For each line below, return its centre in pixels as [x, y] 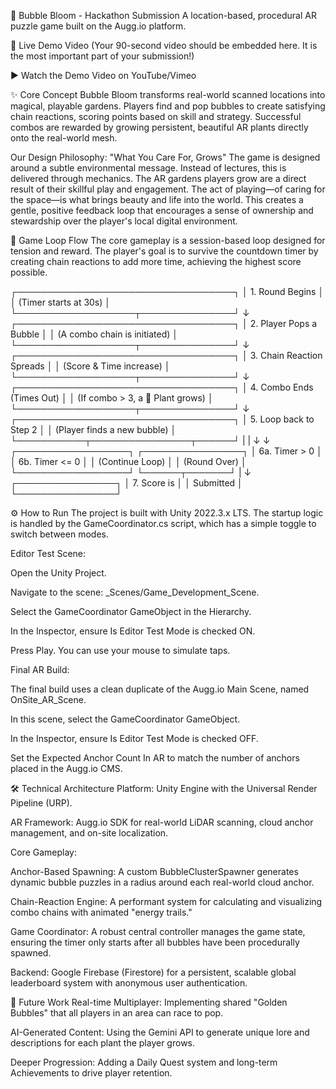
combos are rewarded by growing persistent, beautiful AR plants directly [159, 127]
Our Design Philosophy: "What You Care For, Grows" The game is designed [165, 157]
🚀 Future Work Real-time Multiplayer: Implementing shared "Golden [149, 1002]
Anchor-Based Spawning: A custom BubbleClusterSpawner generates [154, 871]
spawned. [31, 953]
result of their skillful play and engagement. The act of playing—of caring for [168, 189]
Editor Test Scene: [48, 553]
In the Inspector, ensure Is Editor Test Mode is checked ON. [133, 631]
